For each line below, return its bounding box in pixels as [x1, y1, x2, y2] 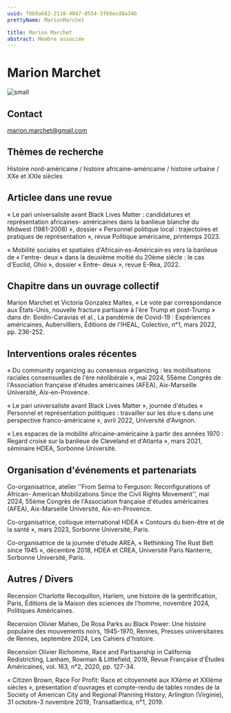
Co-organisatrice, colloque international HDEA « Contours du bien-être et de [7, 518, 225, 527]
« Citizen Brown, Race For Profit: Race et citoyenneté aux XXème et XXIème [7, 676, 223, 684]
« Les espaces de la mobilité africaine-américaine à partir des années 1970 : [7, 429, 224, 438]
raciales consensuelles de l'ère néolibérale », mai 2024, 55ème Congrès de [7, 373, 221, 382]
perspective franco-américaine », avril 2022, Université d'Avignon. [7, 416, 197, 424]
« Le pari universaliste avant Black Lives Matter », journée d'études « [7, 402, 203, 410]
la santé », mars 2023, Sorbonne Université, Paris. [7, 525, 150, 534]
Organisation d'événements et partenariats [7, 464, 197, 476]
